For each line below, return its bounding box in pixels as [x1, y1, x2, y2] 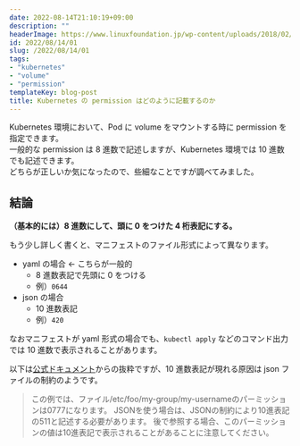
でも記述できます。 [9, 156, 79, 166]
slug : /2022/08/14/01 [9, 46, 90, 55]
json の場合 [21, 292, 64, 303]
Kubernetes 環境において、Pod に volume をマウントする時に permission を [9, 122, 287, 132]
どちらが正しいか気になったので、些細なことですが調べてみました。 [9, 166, 259, 177]
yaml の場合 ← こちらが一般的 [21, 258, 133, 269]
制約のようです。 [39, 374, 103, 385]
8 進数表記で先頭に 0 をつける [35, 270, 146, 281]
